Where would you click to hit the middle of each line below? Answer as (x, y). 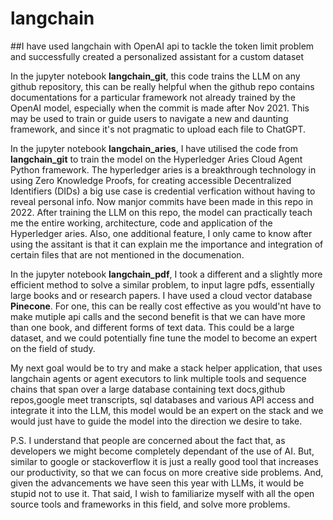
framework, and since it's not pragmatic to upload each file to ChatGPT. (158, 129)
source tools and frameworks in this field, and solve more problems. (150, 504)
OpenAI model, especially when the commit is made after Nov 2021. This (160, 108)
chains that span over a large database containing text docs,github (148, 389)
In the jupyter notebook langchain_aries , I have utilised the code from (154, 148)
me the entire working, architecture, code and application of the (141, 223)
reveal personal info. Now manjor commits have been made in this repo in (162, 201)
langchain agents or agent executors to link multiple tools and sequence (158, 378)
